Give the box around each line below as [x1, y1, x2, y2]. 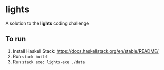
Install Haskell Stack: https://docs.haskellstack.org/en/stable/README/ [12, 48, 159, 54]
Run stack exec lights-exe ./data [12, 59, 85, 65]
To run [5, 35, 26, 43]
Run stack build [12, 53, 47, 59]
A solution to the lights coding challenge [5, 20, 89, 26]
